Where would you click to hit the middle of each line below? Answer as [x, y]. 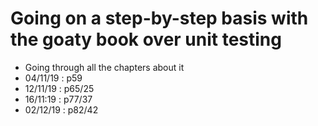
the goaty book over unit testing [146, 39]
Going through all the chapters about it [104, 67]
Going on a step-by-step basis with [159, 18]
